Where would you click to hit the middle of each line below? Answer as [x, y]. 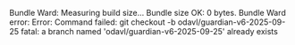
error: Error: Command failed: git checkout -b [93, 22]
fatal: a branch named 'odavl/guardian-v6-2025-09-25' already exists [150, 31]
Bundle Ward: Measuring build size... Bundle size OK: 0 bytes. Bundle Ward [147, 13]
